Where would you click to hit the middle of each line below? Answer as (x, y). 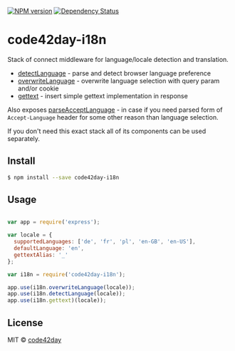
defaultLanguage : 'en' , (49, 248)
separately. (24, 138)
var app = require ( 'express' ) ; (54, 222)
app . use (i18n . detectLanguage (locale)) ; (67, 294)
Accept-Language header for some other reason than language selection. (113, 117)
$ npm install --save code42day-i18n (63, 177)
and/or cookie (38, 88)
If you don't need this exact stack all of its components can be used (107, 131)
